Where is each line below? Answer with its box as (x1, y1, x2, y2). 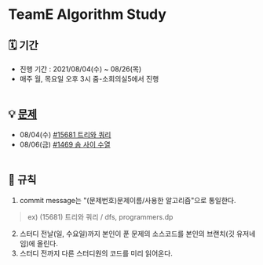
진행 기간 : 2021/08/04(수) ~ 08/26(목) (19, 64, 142, 74)
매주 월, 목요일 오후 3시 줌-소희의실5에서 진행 (19, 74, 159, 83)
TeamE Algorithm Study (8, 5, 167, 24)
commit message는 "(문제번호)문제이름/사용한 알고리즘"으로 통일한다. (19, 195, 236, 205)
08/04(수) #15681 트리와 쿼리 (19, 129, 111, 139)
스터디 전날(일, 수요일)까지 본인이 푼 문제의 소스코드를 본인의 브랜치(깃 (19, 229, 236, 238)
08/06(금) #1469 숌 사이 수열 (19, 140, 111, 149)
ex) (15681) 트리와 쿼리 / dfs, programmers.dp (27, 212, 174, 221)
